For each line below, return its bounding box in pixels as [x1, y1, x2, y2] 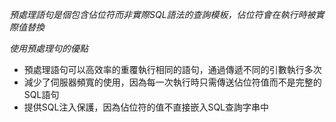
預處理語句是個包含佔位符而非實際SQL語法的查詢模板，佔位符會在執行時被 [9, 9, 316, 20]
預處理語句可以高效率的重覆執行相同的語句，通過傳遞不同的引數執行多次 [23, 64, 322, 75]
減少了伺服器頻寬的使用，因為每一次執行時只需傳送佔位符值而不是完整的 [23, 76, 322, 88]
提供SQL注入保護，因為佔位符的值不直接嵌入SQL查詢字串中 [23, 101, 270, 113]
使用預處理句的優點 [9, 43, 89, 54]
